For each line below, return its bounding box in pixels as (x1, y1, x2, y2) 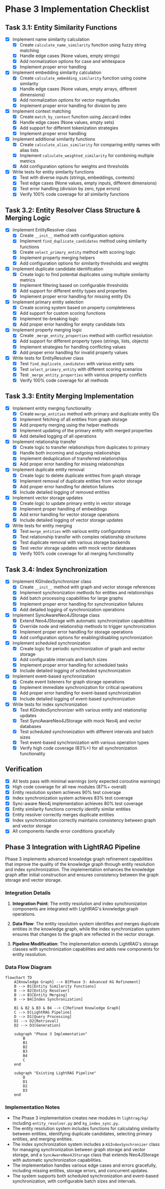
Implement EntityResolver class (12, 227, 77, 233)
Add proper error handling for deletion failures (19, 483, 114, 489)
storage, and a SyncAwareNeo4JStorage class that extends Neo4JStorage (12, 1152, 160, 1158)
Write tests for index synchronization (12, 701, 88, 707)
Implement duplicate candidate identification (12, 266, 104, 272)
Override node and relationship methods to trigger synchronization (19, 623, 157, 629)
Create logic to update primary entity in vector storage (19, 500, 131, 506)
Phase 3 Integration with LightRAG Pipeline (5, 843, 140, 851)
